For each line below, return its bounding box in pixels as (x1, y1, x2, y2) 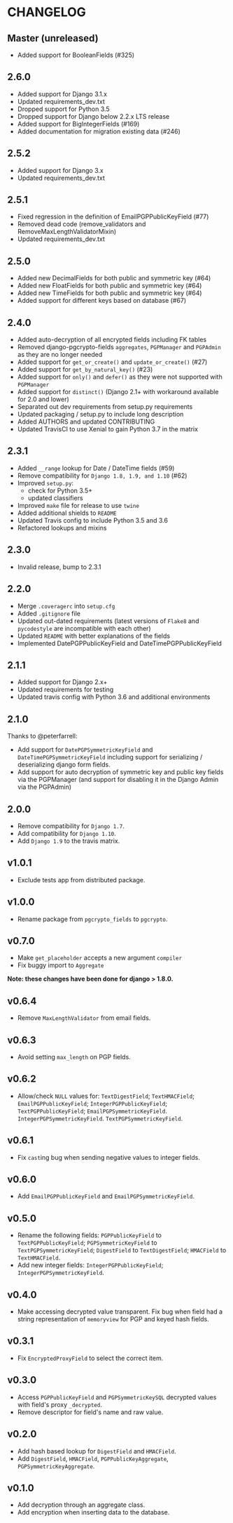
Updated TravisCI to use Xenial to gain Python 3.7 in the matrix (17, 425, 198, 433)
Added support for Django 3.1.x (17, 89, 107, 98)
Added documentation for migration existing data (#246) (17, 127, 181, 136)
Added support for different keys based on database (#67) (17, 296, 187, 305)
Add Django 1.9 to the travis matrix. (17, 837, 120, 845)
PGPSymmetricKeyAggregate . (17, 1462, 95, 1470)
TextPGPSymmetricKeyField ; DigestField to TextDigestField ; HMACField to (17, 1246, 227, 1255)
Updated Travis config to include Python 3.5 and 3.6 (17, 516, 168, 524)
